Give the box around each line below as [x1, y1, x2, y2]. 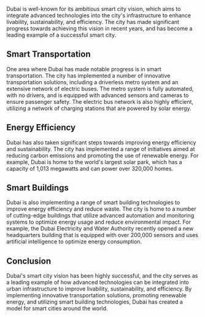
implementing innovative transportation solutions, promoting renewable [6, 292, 187, 299]
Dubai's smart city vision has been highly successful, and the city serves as [6, 272, 198, 280]
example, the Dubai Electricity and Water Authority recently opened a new [6, 225, 194, 232]
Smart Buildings [6, 182, 69, 193]
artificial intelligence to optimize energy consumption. [6, 238, 142, 245]
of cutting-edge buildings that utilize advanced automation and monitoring [6, 212, 195, 219]
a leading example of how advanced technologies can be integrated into [6, 279, 189, 286]
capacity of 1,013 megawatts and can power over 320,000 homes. [6, 165, 174, 172]
